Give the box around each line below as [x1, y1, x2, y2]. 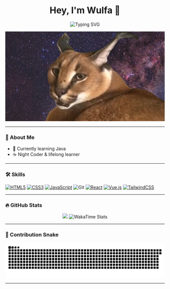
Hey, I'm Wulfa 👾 [50, 5, 120, 16]
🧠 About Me [5, 134, 35, 141]
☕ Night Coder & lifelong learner [12, 151, 80, 157]
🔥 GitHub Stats [5, 201, 42, 208]
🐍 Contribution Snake [5, 231, 59, 238]
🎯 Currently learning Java [12, 146, 66, 152]
